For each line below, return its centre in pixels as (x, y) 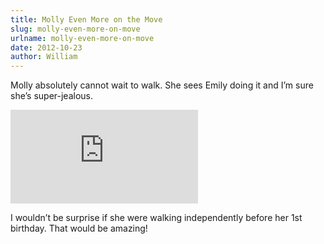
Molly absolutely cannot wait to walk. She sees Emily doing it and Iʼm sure (162, 85)
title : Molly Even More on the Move (86, 19)
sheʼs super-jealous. (51, 96)
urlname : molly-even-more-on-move (82, 38)
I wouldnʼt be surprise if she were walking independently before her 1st (156, 218)
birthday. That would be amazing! (79, 228)
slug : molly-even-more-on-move (75, 29)
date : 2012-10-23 (46, 47)
